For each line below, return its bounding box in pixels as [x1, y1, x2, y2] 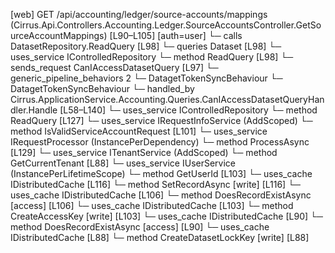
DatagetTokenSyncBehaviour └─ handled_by [10, 83, 195, 94]
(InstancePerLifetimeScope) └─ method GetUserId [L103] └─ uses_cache [10, 168, 313, 179]
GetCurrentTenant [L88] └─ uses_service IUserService [10, 157, 237, 169]
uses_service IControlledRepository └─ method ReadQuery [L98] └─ [10, 51, 294, 63]
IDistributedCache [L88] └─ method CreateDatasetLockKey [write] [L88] [10, 232, 310, 243]
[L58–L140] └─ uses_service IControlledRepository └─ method [59, 104, 318, 116]
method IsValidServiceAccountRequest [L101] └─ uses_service [10, 125, 268, 137]
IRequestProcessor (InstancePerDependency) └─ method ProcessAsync [10, 136, 310, 148]
